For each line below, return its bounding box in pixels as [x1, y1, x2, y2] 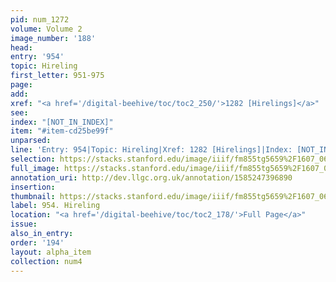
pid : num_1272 [10, 14, 70, 25]
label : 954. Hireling [10, 201, 101, 211]
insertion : [10, 182, 56, 192]
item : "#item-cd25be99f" [10, 126, 114, 136]
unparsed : [10, 136, 52, 146]
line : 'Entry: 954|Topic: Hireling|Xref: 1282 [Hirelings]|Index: [10, 145, 293, 155]
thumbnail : [10, 191, 56, 201]
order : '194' [10, 237, 65, 248]
